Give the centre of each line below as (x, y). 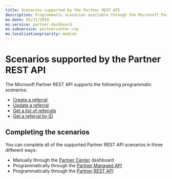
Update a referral (31, 105)
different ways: (21, 150)
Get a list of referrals (34, 110)
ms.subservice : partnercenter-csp (42, 29)
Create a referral (30, 100)
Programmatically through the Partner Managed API (67, 165)
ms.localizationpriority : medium (41, 34)
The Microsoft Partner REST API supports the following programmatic (79, 84)
